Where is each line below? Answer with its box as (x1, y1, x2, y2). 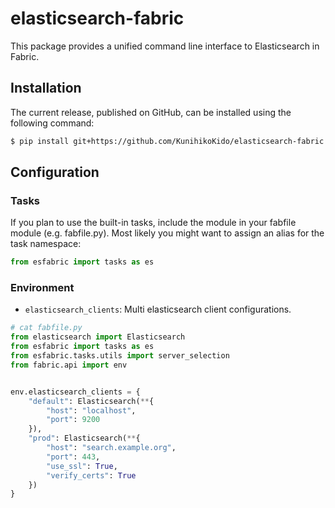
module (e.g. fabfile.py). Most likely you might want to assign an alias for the (10, 227, 325, 239)
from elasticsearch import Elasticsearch (10, 332, 186, 342)
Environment (10, 281, 75, 295)
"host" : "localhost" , (46, 405, 137, 416)
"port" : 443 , (46, 452, 101, 462)
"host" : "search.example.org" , (46, 443, 177, 453)
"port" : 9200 (46, 415, 101, 425)
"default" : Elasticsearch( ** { (28, 396, 155, 406)
